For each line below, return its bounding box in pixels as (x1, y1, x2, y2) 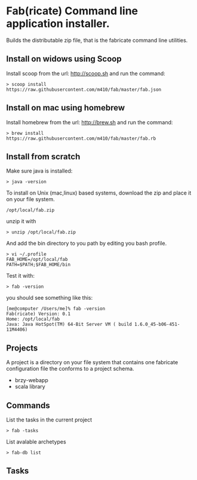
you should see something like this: (6, 294, 93, 301)
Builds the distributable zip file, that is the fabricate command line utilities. (6, 36, 188, 44)
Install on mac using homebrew (6, 103, 125, 113)
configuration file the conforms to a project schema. (6, 365, 134, 373)
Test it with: (6, 272, 35, 279)
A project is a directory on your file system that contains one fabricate (6, 359, 178, 366)
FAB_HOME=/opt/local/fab (6, 257, 68, 263)
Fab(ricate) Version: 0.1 (6, 311, 70, 317)
